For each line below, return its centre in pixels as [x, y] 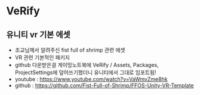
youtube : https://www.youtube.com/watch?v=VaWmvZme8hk [91, 79]
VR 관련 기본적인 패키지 [42, 57]
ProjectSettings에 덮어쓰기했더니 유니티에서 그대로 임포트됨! [85, 72]
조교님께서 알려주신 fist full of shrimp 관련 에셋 [70, 50]
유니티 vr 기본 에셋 [38, 34]
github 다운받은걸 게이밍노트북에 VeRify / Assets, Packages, [87, 65]
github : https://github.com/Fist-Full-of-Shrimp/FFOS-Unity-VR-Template [104, 85]
